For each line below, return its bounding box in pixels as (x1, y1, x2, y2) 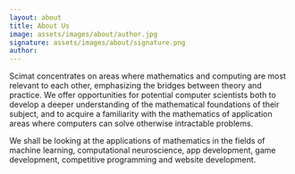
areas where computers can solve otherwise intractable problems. (9, 118, 254, 129)
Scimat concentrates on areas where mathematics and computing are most (9, 70, 286, 81)
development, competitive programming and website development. (9, 154, 257, 165)
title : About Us (9, 21, 70, 30)
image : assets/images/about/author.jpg (9, 29, 158, 38)
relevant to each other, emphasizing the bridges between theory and (9, 80, 262, 91)
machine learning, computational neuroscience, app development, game (9, 145, 276, 156)
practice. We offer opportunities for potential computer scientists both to (9, 90, 277, 101)
